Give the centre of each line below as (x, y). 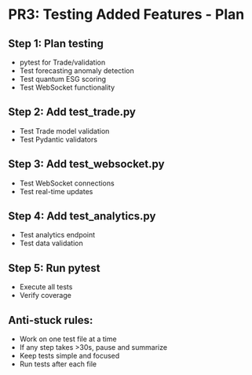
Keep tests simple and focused (69, 356)
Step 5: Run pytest (54, 268)
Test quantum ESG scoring (63, 79)
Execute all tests (46, 287)
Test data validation (51, 243)
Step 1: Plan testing (56, 44)
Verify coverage (46, 296)
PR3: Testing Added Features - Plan (126, 15)
